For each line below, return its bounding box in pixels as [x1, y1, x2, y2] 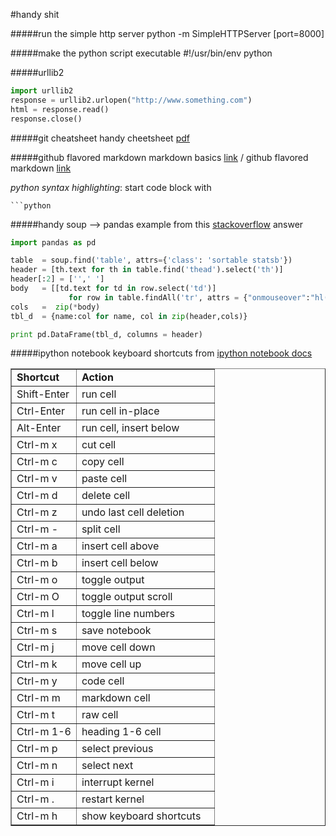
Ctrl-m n [16, 759, 58, 773]
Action [81, 370, 114, 384]
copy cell [81, 455, 125, 469]
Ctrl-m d [16, 489, 58, 503]
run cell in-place [81, 404, 160, 418]
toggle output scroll [81, 590, 173, 604]
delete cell [81, 489, 131, 503]
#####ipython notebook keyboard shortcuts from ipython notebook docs [10, 347, 313, 359]
